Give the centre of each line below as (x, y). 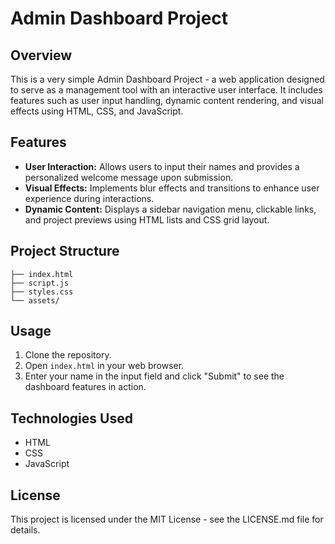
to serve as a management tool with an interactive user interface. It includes (166, 90)
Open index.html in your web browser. (104, 366)
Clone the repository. (68, 355)
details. (25, 530)
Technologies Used (71, 418)
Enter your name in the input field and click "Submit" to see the (154, 376)
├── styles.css (42, 292)
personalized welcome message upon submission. (129, 177)
